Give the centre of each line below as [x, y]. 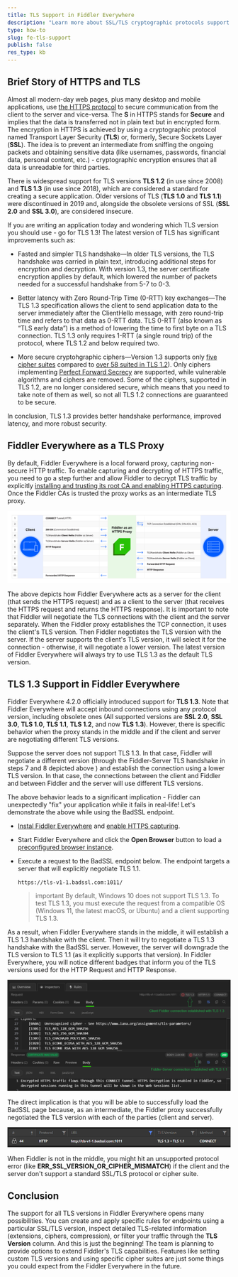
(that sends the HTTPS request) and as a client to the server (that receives [116, 602]
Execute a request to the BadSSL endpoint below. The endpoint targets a [124, 861]
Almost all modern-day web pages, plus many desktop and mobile [104, 99]
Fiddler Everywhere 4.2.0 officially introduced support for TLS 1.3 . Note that [118, 701]
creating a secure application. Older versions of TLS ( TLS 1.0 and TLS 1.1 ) [114, 196]
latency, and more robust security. [57, 424]
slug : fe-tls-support [39, 38]
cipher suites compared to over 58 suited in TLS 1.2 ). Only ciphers [114, 364]
